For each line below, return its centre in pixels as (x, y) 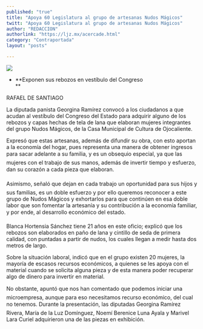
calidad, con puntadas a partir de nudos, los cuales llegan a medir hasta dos (101, 239)
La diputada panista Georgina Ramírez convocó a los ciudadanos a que (95, 109)
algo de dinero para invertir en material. (55, 276)
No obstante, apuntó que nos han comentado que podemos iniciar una (95, 288)
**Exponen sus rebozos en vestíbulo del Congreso (79, 79)
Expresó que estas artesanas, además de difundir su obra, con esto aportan (101, 141)
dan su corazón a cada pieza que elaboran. (60, 169)
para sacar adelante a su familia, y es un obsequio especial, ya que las (95, 154)
